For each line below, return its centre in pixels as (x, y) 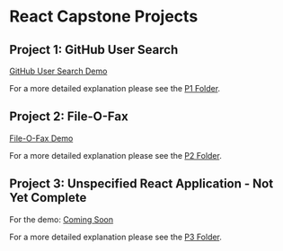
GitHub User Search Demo (58, 71)
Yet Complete (48, 198)
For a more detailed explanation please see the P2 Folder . (115, 155)
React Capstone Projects (104, 17)
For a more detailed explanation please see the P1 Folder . (115, 88)
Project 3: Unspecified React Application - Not (141, 184)
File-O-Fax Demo (41, 138)
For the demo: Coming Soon (62, 219)
